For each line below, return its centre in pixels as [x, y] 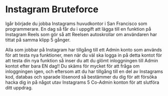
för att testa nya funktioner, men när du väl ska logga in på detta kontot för [84, 55]
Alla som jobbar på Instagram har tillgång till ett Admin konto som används [84, 50]
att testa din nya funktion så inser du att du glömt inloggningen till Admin [82, 60]
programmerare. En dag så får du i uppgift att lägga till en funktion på [78, 29]
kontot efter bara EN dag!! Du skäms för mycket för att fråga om [72, 66]
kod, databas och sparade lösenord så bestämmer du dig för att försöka [81, 77]
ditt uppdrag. [19, 87]
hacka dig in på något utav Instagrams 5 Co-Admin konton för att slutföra [82, 82]
